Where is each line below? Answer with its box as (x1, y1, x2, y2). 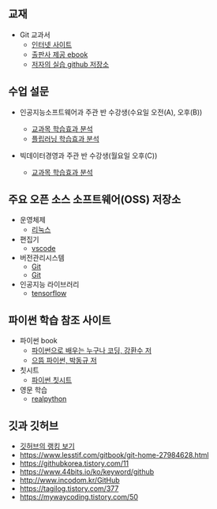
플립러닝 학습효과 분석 (31, 133, 100, 144)
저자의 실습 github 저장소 (31, 59, 110, 69)
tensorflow (31, 289, 67, 298)
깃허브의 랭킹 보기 (19, 441, 75, 451)
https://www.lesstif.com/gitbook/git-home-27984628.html (19, 451, 209, 460)
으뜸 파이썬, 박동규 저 (31, 356, 97, 365)
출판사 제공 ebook (31, 50, 88, 59)
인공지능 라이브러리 (19, 279, 80, 290)
